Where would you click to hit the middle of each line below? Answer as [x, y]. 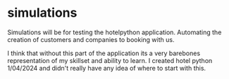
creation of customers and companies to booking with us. [91, 39]
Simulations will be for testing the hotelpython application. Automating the [114, 32]
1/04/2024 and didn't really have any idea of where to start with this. [107, 68]
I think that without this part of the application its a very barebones [104, 53]
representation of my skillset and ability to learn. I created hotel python [110, 60]
